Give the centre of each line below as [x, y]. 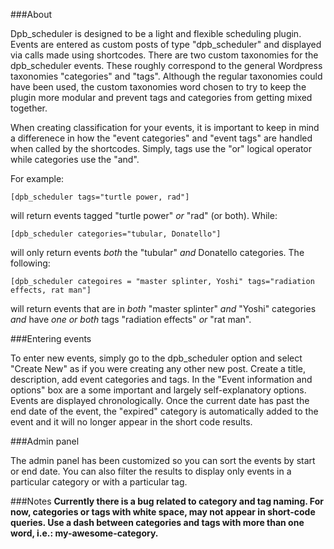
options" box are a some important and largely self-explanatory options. [158, 390]
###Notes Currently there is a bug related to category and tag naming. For [167, 501]
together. [29, 108]
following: [30, 263]
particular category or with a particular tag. [99, 482]
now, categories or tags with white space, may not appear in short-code [163, 512]
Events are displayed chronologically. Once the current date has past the [160, 400]
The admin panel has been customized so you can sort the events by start [163, 460]
